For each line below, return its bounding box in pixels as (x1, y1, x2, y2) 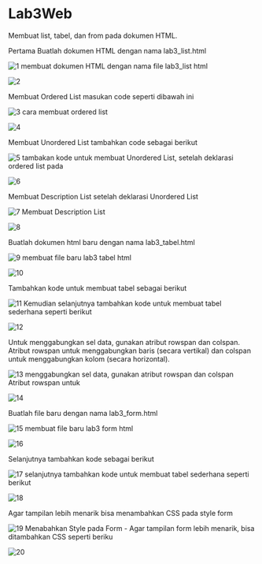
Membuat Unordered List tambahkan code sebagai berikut (8, 137, 198, 147)
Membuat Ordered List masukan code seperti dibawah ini (8, 91, 194, 101)
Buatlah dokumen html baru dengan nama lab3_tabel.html (8, 237, 195, 247)
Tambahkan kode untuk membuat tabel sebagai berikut (8, 283, 187, 292)
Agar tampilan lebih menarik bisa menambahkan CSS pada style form (8, 508, 234, 518)
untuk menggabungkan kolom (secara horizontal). (8, 354, 171, 363)
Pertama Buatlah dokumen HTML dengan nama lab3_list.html (8, 46, 207, 55)
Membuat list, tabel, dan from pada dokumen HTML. (8, 31, 178, 40)
